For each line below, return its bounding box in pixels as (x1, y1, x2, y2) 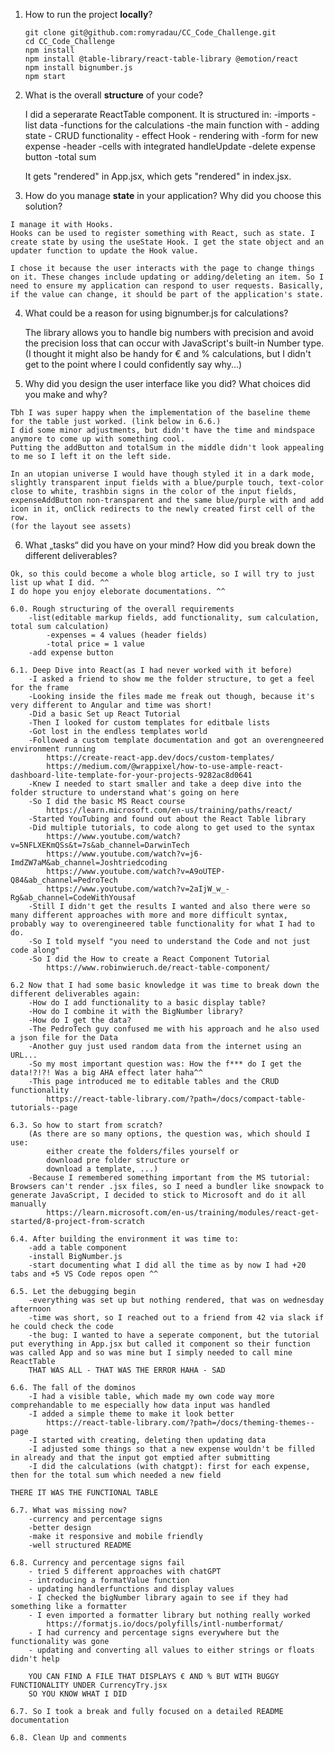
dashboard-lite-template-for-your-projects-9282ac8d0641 (10, 770, 253, 780)
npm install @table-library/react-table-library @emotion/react (24, 54, 299, 64)
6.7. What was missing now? (10, 1505, 128, 1515)
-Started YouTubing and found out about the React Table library (28, 814, 307, 824)
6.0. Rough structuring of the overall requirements (10, 604, 235, 614)
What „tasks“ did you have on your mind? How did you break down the (24, 539, 316, 551)
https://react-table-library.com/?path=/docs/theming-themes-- (46, 1418, 315, 1428)
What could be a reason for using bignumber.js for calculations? (24, 307, 289, 319)
